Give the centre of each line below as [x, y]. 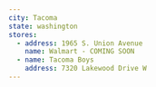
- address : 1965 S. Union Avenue [80, 43]
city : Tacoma [33, 18]
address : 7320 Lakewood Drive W [86, 69]
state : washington [43, 26]
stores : [23, 34]
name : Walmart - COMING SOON [80, 52]
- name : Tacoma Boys [55, 60]
